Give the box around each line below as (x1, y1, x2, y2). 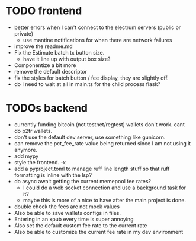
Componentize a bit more (14, 61, 76, 69)
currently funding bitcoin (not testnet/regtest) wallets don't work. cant (14, 120, 185, 128)
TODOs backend (5, 102, 88, 115)
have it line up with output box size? (23, 55, 111, 62)
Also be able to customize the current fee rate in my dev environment (14, 228, 184, 235)
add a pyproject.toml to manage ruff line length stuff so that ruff (14, 165, 170, 172)
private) (14, 30, 34, 37)
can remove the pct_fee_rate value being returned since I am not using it (14, 139, 191, 147)
